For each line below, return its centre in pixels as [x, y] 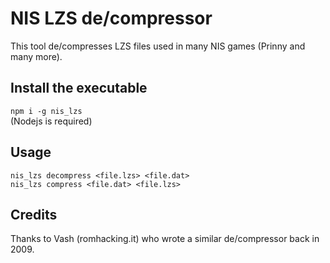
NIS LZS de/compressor [111, 18]
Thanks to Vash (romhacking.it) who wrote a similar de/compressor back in [165, 239]
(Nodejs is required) [51, 121]
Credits [34, 214]
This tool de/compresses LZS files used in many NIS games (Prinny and [158, 46]
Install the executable [79, 88]
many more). [36, 56]
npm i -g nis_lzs [46, 111]
